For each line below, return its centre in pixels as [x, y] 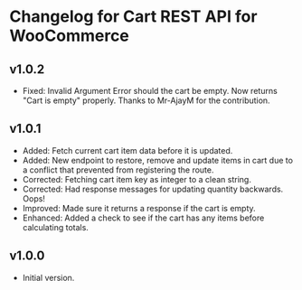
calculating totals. [55, 227]
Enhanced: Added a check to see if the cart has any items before [143, 218]
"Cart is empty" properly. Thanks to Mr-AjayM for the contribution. [146, 100]
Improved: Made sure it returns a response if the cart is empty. [139, 208]
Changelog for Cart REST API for [133, 17]
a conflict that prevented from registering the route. [118, 170]
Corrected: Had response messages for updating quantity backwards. [153, 189]
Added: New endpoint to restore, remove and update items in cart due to [158, 160]
